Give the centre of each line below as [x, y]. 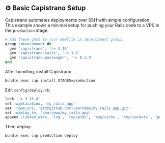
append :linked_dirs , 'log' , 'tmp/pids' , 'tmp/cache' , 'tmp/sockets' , [79, 117]
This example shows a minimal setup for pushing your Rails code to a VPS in [82, 25]
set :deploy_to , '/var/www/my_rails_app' [48, 113]
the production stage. [27, 30]
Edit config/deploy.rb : [28, 90]
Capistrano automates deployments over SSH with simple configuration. [78, 20]
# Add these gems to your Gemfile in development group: [65, 39]
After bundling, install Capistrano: [39, 72]
